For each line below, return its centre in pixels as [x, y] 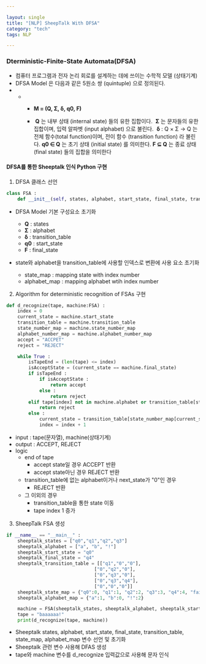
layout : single [26, 17]
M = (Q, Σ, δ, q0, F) [57, 109]
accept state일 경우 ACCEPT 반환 [75, 464]
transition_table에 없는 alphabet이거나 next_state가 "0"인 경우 [100, 479]
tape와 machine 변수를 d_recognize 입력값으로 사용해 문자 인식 [92, 654]
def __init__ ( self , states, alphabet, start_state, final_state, [103, 199]
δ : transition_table [48, 237]
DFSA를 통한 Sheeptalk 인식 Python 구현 [57, 167]
